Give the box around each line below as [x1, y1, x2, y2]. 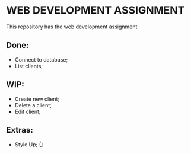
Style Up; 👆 [14, 141, 43, 148]
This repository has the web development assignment [6, 23, 138, 30]
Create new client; [14, 95, 60, 102]
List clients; [14, 62, 43, 69]
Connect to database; [14, 56, 68, 63]
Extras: [6, 125, 34, 135]
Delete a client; [14, 101, 52, 108]
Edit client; [14, 108, 41, 115]
